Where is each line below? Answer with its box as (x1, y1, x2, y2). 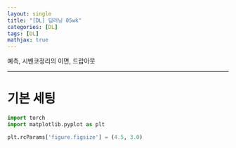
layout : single (7, 10, 52, 18)
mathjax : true (7, 37, 49, 44)
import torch (7, 114, 46, 122)
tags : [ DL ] (7, 30, 39, 37)
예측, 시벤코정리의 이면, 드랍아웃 (7, 57, 96, 66)
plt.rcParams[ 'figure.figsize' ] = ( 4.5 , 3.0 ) (7, 133, 143, 141)
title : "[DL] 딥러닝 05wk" (7, 17, 82, 24)
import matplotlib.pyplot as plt (7, 121, 105, 128)
